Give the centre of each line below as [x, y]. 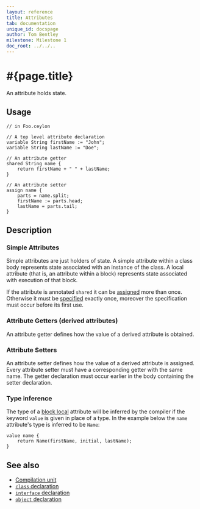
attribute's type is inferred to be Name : [53, 425]
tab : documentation [31, 23]
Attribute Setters [32, 350]
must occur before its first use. [45, 305]
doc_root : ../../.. [31, 46]
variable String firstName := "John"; [55, 142]
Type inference [29, 398]
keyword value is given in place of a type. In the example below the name [97, 418]
